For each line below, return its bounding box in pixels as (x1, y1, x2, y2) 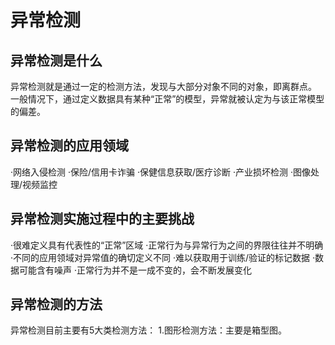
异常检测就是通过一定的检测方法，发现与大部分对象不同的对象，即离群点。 (10, 81, 317, 92)
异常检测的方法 (10, 296, 103, 313)
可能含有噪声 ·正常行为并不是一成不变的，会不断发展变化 (18, 264, 252, 276)
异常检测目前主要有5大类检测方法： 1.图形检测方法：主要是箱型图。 (10, 324, 287, 336)
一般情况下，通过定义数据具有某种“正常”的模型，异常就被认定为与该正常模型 (10, 93, 325, 105)
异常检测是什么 (10, 52, 103, 69)
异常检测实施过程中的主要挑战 (10, 211, 195, 228)
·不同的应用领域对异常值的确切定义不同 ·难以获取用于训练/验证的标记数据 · (10, 251, 316, 263)
